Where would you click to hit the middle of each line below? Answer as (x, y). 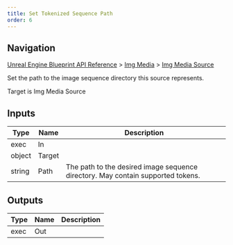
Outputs (25, 200)
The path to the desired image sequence (132, 167)
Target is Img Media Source (46, 91)
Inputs (21, 113)
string (20, 172)
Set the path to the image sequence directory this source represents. (106, 78)
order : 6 (20, 20)
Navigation (31, 48)
